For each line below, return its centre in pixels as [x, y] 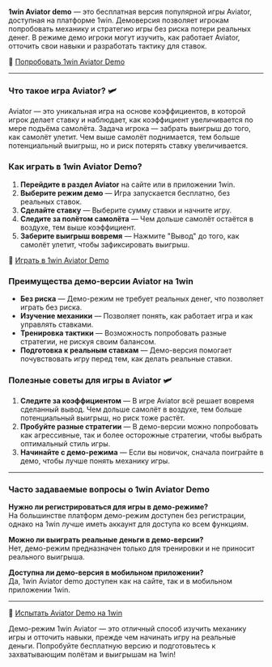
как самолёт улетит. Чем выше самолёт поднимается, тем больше [124, 137]
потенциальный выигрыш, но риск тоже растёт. [102, 418]
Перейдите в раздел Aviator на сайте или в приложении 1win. [127, 184]
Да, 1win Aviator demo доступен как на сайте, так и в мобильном [120, 581]
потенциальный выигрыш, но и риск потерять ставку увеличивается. [128, 146]
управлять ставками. [57, 324]
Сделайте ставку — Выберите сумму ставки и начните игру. [126, 210]
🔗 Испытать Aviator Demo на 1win [66, 613]
